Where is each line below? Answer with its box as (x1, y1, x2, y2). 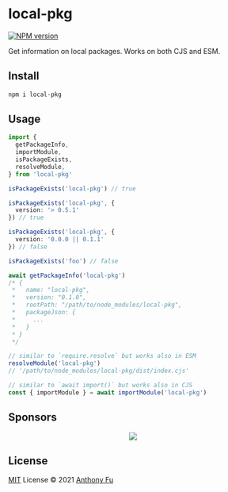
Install (8, 69, 40, 83)
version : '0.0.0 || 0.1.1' (15, 236, 104, 244)
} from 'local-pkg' (8, 170, 73, 179)
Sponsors (8, 410, 57, 425)
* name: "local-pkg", (11, 286, 90, 294)
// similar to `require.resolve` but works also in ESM (8, 352, 196, 360)
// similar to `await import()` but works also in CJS (8, 382, 193, 390)
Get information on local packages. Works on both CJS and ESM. (8, 46, 221, 56)
